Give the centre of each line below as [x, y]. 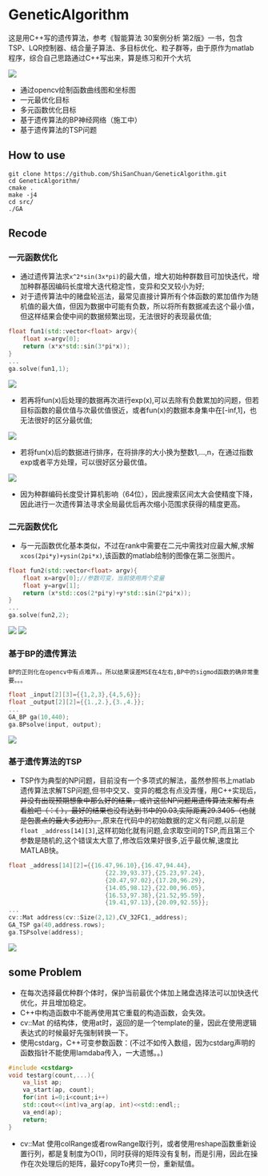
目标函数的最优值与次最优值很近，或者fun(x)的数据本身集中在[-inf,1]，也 [138, 410]
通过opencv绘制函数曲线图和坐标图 [78, 90]
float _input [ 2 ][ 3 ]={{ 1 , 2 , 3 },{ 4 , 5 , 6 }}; [75, 695]
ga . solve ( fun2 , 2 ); [39, 616]
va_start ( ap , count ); [58, 1090]
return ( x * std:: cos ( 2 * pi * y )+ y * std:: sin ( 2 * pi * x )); [107, 593]
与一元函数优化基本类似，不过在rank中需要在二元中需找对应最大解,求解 [137, 545]
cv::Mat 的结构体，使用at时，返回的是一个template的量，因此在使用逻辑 [138, 1023]
